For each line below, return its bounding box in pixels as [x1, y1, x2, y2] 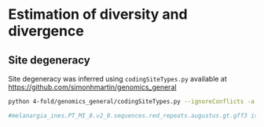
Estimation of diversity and [8, 5, 188, 24]
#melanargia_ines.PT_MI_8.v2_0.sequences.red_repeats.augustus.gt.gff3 [8, 111, 247, 119]
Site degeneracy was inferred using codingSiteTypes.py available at [8, 74, 228, 83]
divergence [8, 22, 84, 40]
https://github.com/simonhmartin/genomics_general [8, 82, 177, 92]
